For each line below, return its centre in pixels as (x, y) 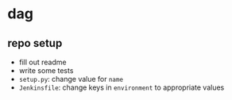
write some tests (46, 71)
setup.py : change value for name (71, 79)
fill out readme (43, 62)
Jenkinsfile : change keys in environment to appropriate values (122, 87)
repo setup (35, 43)
